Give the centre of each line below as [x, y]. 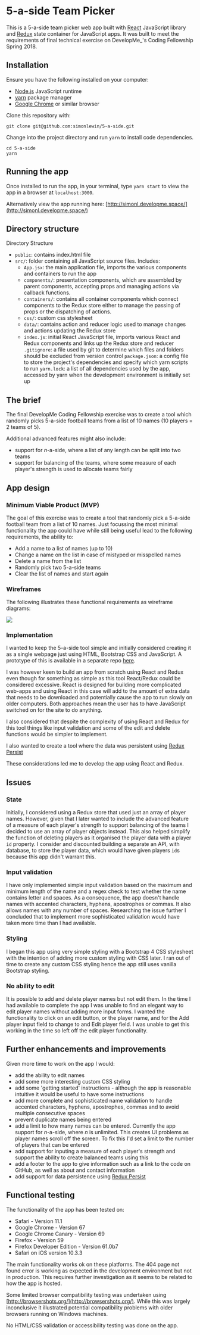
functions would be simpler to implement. [57, 735]
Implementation [30, 635]
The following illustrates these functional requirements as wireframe [90, 602]
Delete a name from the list [48, 561]
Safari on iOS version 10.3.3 [49, 1253]
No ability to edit [30, 986]
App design [28, 488]
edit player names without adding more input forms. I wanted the [85, 1012]
